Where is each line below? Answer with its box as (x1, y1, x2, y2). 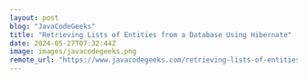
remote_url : (9, 55, 55, 64)
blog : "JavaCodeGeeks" (9, 22, 96, 31)
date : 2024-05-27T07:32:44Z (9, 38, 117, 48)
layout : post (9, 13, 59, 23)
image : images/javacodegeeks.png (9, 47, 137, 56)
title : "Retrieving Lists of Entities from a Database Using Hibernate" (9, 30, 292, 39)
